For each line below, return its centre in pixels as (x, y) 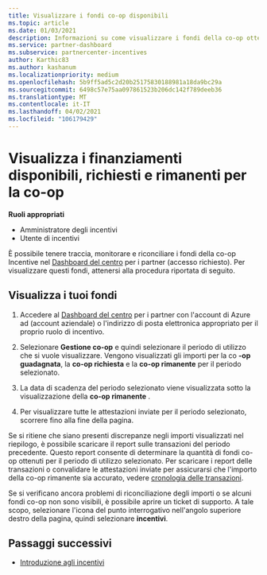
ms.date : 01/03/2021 (43, 30)
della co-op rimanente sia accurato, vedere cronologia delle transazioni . (126, 477)
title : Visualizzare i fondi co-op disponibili (89, 16)
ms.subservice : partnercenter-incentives (78, 52)
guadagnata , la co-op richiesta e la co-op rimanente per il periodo (130, 363)
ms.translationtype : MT (48, 97)
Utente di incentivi (49, 238)
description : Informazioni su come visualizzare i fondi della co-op (126, 38)
